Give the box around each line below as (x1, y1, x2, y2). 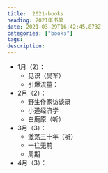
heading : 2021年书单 (7, 17, 64, 24)
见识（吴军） (27, 71, 65, 80)
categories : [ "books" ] (7, 29, 73, 37)
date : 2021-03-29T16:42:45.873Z (7, 23, 101, 30)
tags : (7, 36, 23, 43)
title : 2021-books (7, 10, 64, 17)
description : (7, 43, 45, 50)
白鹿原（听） (27, 115, 65, 123)
